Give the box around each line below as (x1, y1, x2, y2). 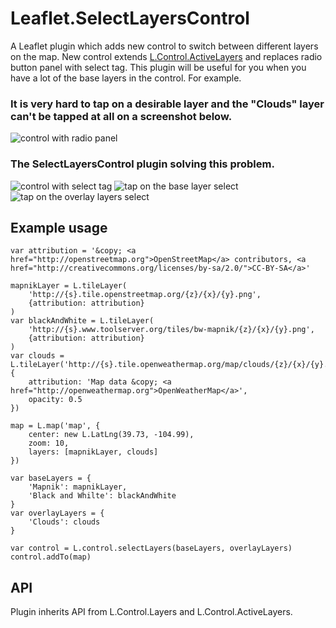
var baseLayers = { (10, 473, 92, 484)
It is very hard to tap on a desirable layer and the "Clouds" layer (10, 97, 325, 111)
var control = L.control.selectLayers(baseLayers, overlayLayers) (10, 543, 293, 554)
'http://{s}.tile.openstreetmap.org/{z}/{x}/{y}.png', (28, 290, 262, 300)
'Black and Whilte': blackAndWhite (28, 491, 177, 501)
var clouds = (10, 351, 65, 361)
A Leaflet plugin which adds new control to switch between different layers (10, 40, 319, 52)
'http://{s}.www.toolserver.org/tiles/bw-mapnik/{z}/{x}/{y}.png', (28, 325, 315, 335)
